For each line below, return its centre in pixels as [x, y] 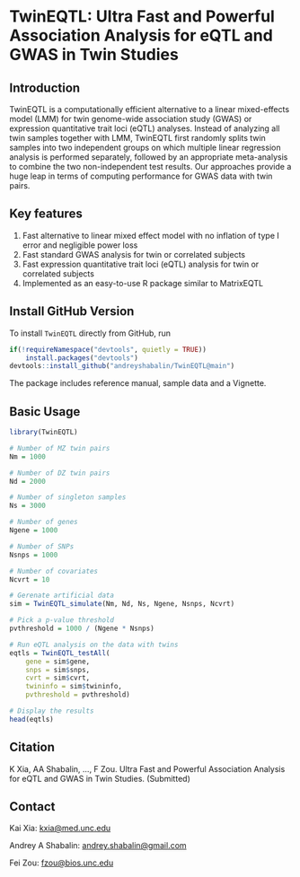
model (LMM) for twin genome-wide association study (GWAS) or [131, 119]
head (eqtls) [31, 719]
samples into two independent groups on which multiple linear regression [145, 147]
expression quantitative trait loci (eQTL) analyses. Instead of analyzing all [145, 128]
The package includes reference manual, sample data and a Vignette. [138, 383]
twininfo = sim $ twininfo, [74, 687]
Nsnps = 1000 [34, 555]
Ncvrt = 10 [30, 579]
